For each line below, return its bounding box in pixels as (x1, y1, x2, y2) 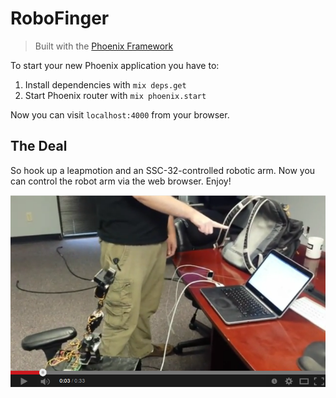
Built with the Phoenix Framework (34, 40, 174, 52)
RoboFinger (10, 7, 110, 30)
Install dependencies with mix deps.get (24, 78, 187, 91)
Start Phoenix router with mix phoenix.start (24, 89, 207, 101)
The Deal (10, 138, 68, 155)
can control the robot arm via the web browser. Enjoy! (10, 175, 232, 187)
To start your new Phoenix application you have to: (10, 59, 220, 71)
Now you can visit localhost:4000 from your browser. (10, 108, 230, 121)
